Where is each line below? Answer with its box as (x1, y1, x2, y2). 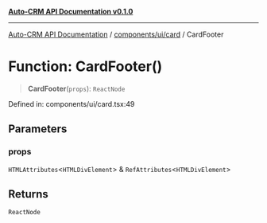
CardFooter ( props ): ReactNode (27, 84, 126, 93)
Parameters (8, 123, 68, 136)
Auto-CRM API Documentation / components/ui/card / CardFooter (8, 29, 224, 39)
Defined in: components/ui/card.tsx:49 (8, 99, 135, 108)
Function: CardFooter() (8, 57, 163, 76)
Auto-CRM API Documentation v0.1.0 (8, 7, 133, 16)
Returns (8, 187, 49, 201)
